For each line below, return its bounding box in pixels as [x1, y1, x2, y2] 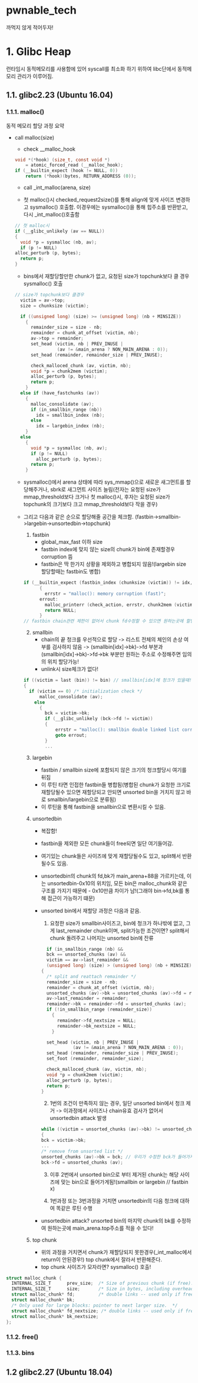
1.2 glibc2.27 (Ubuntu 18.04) [6, 1367, 113, 1377]
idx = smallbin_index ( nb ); [36, 412, 105, 418]
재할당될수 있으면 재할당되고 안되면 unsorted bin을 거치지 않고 [41, 788, 186, 795]
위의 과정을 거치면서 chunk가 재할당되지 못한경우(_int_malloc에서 [41, 1248, 192, 1255]
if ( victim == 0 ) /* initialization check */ [28, 688, 143, 694]
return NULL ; [44, 607, 77, 613]
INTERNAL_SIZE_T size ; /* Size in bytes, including [11, 1286, 170, 1292]
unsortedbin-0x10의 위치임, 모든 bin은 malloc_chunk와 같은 [47, 879, 187, 887]
